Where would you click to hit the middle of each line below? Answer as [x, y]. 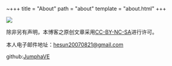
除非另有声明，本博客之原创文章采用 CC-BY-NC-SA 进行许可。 [82, 32]
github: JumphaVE [28, 56]
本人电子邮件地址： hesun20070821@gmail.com [65, 45]
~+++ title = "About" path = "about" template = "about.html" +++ [86, 9]
